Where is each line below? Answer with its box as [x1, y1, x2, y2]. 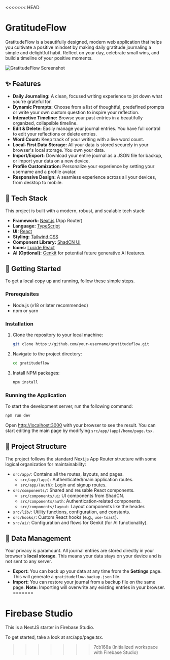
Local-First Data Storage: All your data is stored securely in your [12, 142, 149, 148]
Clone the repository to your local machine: [12, 332, 103, 338]
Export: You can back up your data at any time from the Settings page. [12, 568, 162, 574]
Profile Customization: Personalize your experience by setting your [12, 163, 155, 169]
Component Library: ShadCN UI [12, 239, 81, 245]
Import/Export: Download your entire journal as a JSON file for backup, [12, 152, 163, 158]
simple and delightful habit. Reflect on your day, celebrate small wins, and [5, 49, 159, 55]
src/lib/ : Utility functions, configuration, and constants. [12, 509, 130, 515]
